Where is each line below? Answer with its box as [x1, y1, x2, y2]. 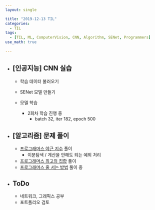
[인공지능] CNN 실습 [12, 64, 72, 72]
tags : [5, 30, 16, 35]
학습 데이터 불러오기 [19, 78, 59, 84]
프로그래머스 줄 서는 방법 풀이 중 [19, 164, 83, 170]
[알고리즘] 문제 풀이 [12, 131, 69, 140]
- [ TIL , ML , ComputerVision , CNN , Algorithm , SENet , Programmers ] [9, 35, 151, 40]
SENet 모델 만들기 [19, 88, 56, 95]
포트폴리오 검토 [19, 199, 50, 205]
